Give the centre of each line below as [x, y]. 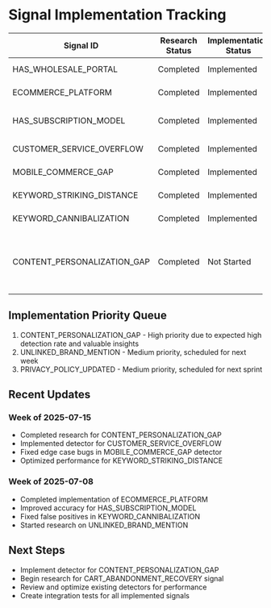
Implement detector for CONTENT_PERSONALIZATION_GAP [119, 569]
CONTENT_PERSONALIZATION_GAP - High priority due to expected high [141, 335]
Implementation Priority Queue [88, 316]
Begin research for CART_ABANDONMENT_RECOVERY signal [122, 578]
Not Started [229, 261]
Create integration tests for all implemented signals [104, 595]
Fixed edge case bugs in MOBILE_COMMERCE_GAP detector [121, 452]
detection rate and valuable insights [79, 344]
